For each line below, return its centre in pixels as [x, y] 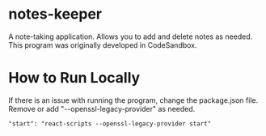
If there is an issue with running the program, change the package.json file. [133, 100]
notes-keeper [55, 14]
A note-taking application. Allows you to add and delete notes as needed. [131, 36]
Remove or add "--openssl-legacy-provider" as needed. [102, 108]
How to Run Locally [74, 78]
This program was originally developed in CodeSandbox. [103, 45]
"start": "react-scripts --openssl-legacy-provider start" [110, 123]
